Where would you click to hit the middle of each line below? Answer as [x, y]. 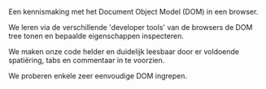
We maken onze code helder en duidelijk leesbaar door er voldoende [124, 51]
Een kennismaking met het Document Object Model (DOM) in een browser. [133, 12]
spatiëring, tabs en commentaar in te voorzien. [87, 60]
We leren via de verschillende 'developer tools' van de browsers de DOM [131, 27]
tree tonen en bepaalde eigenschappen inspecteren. [96, 36]
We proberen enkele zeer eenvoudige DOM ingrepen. [98, 76]
